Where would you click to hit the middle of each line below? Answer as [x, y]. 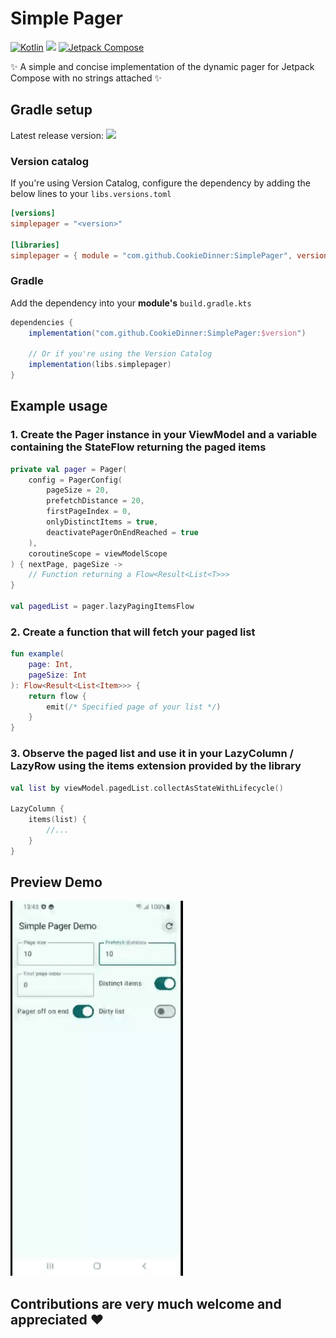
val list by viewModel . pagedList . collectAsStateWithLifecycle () [147, 788]
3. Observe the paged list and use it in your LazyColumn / [152, 754]
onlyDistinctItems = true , [102, 522]
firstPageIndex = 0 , [89, 512]
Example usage [59, 406]
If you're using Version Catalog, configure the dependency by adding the [160, 183]
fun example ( [37, 654]
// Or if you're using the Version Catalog [120, 354]
